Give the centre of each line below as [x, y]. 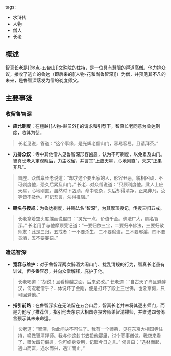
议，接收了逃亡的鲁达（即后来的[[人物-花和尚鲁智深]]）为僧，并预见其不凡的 [86, 74]
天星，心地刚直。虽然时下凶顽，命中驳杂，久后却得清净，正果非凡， [89, 190]
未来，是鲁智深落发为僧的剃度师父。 [43, 80]
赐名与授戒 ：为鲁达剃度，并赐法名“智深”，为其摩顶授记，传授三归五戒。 [89, 208]
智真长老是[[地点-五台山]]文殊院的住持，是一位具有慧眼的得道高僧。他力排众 [86, 68]
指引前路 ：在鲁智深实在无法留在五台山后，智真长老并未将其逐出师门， [87, 305]
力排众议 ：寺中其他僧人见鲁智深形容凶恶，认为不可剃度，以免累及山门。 [89, 154]
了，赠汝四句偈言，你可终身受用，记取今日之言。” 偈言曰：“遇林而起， [91, 342]
